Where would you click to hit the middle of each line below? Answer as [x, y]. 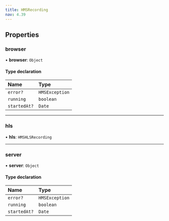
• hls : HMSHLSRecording [28, 137]
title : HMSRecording [27, 10]
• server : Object [22, 165]
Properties [22, 35]
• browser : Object [24, 60]
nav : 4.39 [16, 15]
